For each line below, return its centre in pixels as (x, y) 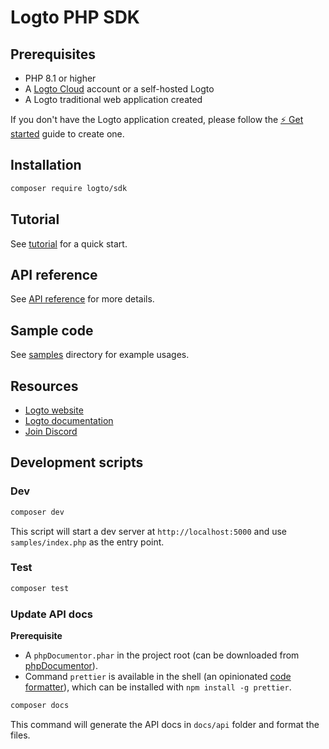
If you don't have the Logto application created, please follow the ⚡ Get (157, 119)
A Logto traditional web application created (113, 99)
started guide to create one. (67, 134)
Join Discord (51, 431)
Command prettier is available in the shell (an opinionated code (158, 676)
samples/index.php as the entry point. (87, 542)
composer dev (37, 512)
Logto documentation (69, 420)
